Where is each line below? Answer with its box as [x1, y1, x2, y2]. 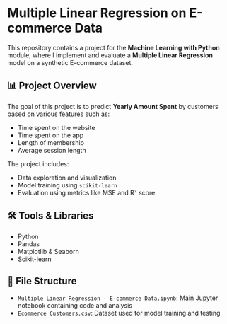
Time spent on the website [17, 123, 95, 132]
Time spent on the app [17, 131, 84, 139]
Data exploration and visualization [17, 173, 117, 182]
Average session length [17, 146, 86, 154]
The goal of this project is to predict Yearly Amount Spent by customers [7, 102, 219, 110]
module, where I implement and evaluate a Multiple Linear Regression [7, 51, 214, 59]
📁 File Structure [7, 274, 77, 287]
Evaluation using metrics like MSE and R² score [17, 188, 156, 197]
